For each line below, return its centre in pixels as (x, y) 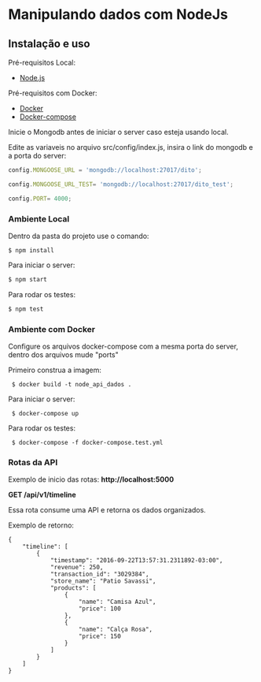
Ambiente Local (39, 218)
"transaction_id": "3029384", (99, 574)
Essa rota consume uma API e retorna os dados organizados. (107, 510)
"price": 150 (100, 636)
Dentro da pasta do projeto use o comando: (79, 236)
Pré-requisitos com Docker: (53, 93)
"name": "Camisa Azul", (117, 602)
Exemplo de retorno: (41, 525)
